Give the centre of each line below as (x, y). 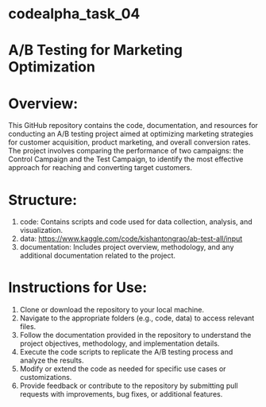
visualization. (41, 231)
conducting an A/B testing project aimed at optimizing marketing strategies (131, 134)
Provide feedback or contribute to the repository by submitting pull (129, 386)
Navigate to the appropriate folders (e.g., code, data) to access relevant (137, 318)
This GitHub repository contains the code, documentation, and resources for (133, 126)
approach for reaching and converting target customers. (100, 168)
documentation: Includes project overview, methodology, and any (127, 247)
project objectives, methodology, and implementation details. (120, 343)
